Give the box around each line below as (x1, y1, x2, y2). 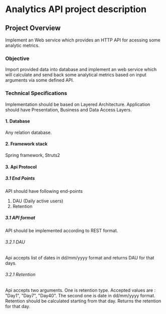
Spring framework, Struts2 (5, 152, 60, 158)
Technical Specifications (5, 90, 67, 97)
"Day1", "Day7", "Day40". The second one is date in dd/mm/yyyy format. (5, 292, 155, 298)
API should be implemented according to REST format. (5, 227, 118, 233)
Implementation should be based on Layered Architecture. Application (5, 101, 150, 107)
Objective (5, 55, 30, 62)
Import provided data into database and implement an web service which (5, 67, 157, 73)
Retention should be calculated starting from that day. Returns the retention (5, 298, 161, 304)
